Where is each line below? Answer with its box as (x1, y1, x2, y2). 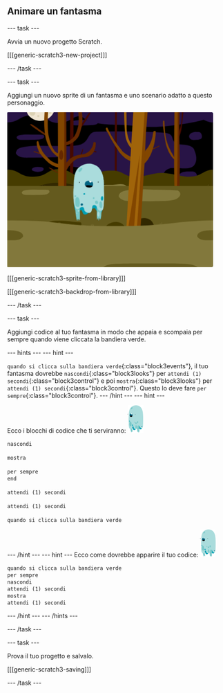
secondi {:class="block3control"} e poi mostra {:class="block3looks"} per (7, 377, 213, 385)
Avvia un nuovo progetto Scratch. (7, 37, 102, 46)
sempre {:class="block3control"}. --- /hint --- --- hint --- (7, 391, 166, 399)
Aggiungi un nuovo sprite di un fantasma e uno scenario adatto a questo (7, 91, 213, 99)
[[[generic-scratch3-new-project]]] (7, 51, 108, 59)
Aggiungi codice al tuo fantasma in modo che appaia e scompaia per (7, 327, 203, 336)
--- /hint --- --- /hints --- (7, 611, 78, 620)
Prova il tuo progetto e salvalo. (7, 651, 95, 660)
